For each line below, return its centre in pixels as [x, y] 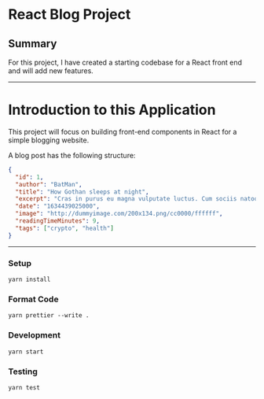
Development [35, 335]
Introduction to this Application [112, 110]
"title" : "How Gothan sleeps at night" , [82, 192]
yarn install [29, 279]
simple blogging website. [49, 140]
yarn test [24, 387]
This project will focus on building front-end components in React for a [123, 131]
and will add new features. [51, 71]
